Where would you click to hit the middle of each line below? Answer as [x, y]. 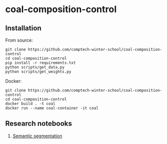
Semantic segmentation [37, 136]
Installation [23, 28]
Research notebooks [39, 123]
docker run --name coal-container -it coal [52, 108]
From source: [19, 40]
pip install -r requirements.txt [41, 63]
